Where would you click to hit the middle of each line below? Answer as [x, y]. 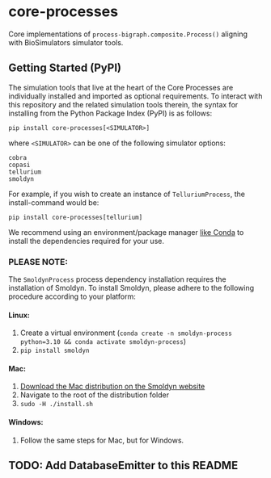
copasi [19, 165]
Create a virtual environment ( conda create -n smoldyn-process [126, 333]
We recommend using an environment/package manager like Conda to [126, 232]
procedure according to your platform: [72, 296]
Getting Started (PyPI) [65, 68]
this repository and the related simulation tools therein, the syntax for [123, 104]
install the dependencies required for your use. [86, 241]
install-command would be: [54, 202]
